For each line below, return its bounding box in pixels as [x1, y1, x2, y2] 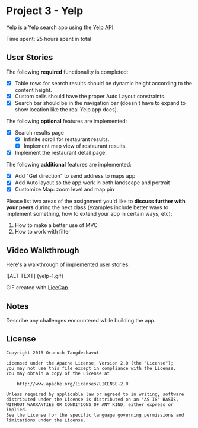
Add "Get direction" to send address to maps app [14, 173, 136, 180]
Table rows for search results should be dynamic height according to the [14, 79, 193, 87]
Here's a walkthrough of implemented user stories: [6, 261, 130, 268]
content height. [14, 86, 52, 93]
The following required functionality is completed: [6, 68, 129, 75]
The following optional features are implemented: [6, 117, 127, 124]
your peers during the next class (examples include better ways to [6, 204, 169, 211]
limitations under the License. [6, 417, 86, 423]
